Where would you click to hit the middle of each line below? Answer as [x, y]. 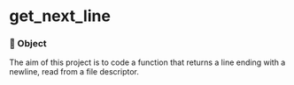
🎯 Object [28, 44]
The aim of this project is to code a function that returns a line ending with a [147, 62]
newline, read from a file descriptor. [74, 72]
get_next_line [60, 16]
